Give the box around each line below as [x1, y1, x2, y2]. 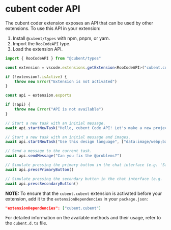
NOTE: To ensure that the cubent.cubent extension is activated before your [5, 190, 162, 196]
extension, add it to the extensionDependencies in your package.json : [5, 195, 148, 202]
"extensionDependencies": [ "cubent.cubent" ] [5, 206, 101, 211]
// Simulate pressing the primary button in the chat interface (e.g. [5, 162, 158, 168]
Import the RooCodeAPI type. [12, 40, 71, 46]
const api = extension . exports [5, 93, 72, 98]
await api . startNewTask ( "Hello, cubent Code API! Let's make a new [5, 125, 152, 130]
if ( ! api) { [5, 102, 31, 107]
